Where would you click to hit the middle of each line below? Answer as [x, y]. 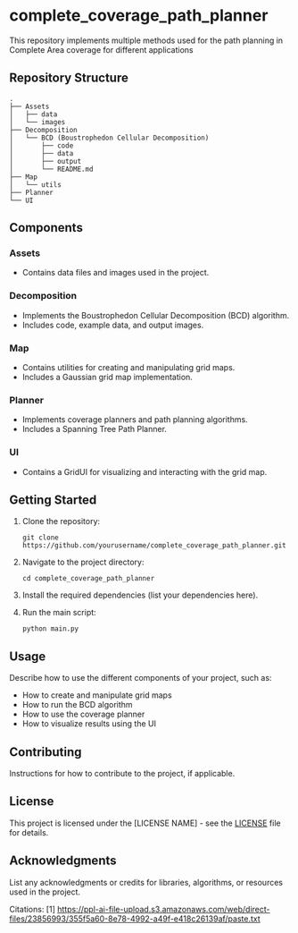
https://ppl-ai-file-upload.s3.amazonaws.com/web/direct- [163, 909]
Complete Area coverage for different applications [101, 49]
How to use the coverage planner [83, 714]
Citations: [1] [33, 909]
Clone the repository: [61, 522]
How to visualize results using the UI [89, 724]
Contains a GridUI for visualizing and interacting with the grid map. [145, 471]
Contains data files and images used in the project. [116, 273]
